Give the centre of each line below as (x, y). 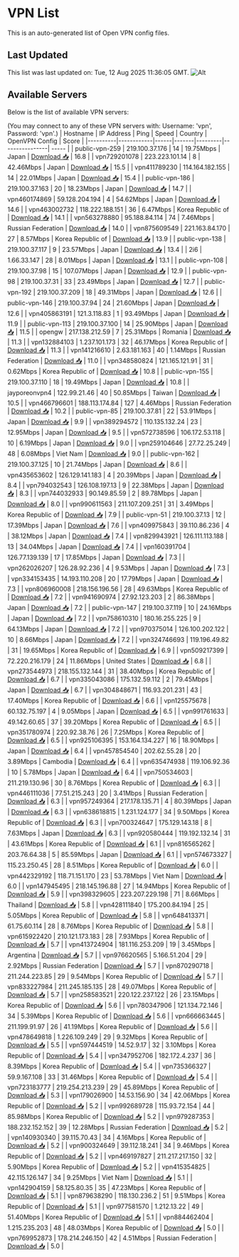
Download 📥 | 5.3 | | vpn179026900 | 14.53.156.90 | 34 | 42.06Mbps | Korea (119, 1095)
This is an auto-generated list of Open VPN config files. (88, 33)
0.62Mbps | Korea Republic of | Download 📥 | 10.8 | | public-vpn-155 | (110, 371)
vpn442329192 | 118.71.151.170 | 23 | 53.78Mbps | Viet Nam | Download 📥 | (117, 875)
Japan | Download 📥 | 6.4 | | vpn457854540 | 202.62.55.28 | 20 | (104, 751)
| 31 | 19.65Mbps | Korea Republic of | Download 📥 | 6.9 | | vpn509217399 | (118, 650)
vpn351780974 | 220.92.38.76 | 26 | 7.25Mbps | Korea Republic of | (106, 732)
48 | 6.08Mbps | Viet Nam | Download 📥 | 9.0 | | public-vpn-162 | (103, 453)
